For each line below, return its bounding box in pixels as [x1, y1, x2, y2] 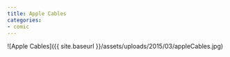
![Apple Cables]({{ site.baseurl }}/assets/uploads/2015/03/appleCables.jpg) [7, 42, 224, 51]
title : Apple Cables [7, 10, 67, 17]
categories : [7, 17, 42, 24]
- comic [7, 23, 30, 30]
